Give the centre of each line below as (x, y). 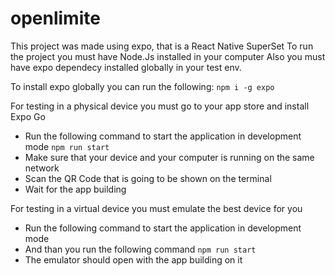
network (42, 168)
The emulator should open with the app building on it (133, 259)
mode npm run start (67, 146)
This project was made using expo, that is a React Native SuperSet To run (162, 46)
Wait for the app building (75, 189)
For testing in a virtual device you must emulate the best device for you (156, 208)
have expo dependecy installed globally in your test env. (126, 67)
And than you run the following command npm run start (140, 249)
